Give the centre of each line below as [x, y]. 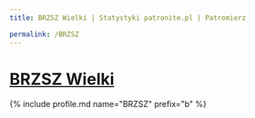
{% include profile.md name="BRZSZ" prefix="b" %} [108, 104]
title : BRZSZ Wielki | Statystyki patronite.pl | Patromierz [128, 18]
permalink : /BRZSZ [44, 34]
